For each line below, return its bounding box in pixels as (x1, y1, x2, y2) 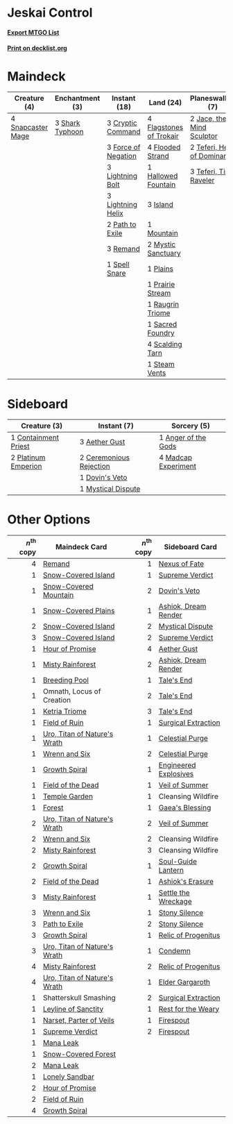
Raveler (189, 176, 215, 185)
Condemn (158, 946, 191, 955)
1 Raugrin (147, 300, 179, 310)
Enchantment (54, 94, 101, 103)
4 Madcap (159, 453, 193, 462)
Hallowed (147, 171, 178, 181)
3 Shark (54, 118, 81, 128)
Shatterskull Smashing (42, 993, 116, 1003)
